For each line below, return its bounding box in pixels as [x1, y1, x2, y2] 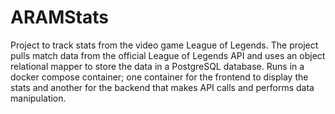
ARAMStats [10, 6, 109, 29]
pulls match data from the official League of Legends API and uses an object [10, 49, 326, 61]
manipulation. [10, 92, 67, 104]
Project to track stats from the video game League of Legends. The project [10, 39, 319, 51]
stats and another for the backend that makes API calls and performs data [10, 81, 315, 93]
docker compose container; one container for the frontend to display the [10, 71, 309, 83]
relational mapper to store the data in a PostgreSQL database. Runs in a [10, 60, 305, 72]
